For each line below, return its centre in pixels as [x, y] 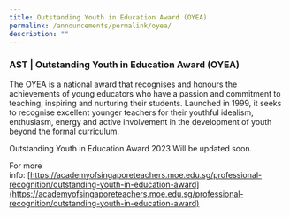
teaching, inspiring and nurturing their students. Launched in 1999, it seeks [145, 103]
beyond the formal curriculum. [65, 131]
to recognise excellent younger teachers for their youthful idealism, [131, 112]
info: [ [20, 174]
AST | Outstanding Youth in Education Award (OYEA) [125, 65]
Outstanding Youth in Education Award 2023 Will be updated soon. [131, 148]
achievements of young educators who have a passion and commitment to [145, 93]
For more [26, 166]
